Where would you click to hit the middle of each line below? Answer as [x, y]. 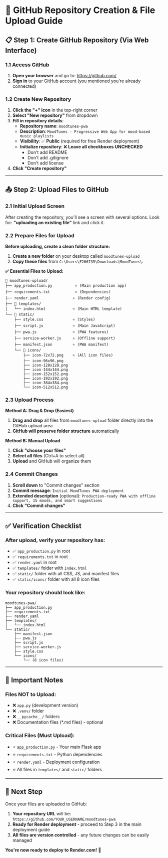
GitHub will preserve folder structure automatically [66, 431]
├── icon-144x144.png [46, 370]
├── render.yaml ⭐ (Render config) [58, 298]
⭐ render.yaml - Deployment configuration [56, 762]
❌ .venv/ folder [28, 711]
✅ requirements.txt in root [40, 557]
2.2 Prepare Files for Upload [40, 235]
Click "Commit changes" [39, 505]
